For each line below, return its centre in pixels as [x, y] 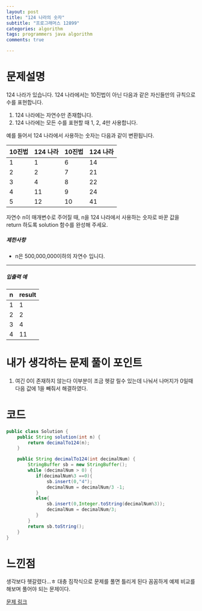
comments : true [25, 40]
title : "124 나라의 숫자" [35, 17]
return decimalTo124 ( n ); [59, 443]
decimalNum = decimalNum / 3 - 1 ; [86, 487]
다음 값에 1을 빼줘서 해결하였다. [51, 388]
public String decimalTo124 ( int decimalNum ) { [76, 459]
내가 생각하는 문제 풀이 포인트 [74, 363]
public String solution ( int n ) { [59, 437]
